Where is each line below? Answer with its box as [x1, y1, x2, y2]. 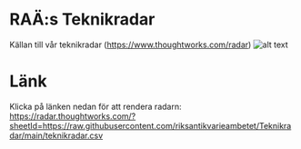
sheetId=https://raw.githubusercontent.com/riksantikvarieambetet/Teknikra [9, 120, 292, 131]
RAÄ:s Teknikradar [9, 9, 156, 30]
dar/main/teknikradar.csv [9, 130, 103, 141]
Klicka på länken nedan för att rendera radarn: [9, 101, 182, 112]
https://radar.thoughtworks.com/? [9, 110, 136, 122]
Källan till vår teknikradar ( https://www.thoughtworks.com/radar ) [9, 39, 252, 50]
